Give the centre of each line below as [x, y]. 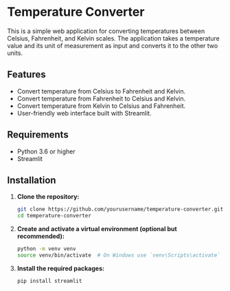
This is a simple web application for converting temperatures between [106, 31]
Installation [32, 180]
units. [15, 53]
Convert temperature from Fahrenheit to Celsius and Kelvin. [101, 98]
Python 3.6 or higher [46, 151]
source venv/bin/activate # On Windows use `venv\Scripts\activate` [119, 255]
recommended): [41, 236]
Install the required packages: [61, 268]
